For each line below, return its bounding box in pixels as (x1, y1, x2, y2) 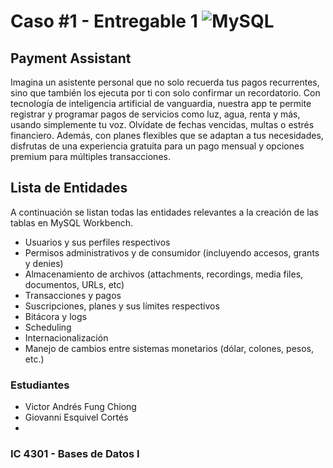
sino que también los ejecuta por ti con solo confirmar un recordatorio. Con (10, 87, 321, 99)
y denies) (24, 257, 64, 269)
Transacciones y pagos (24, 289, 122, 301)
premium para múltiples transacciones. (10, 151, 171, 162)
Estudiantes (10, 378, 70, 392)
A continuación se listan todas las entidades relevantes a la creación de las (10, 206, 319, 218)
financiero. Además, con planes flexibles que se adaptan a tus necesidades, (10, 130, 324, 141)
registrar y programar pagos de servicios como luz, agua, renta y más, (10, 108, 301, 120)
